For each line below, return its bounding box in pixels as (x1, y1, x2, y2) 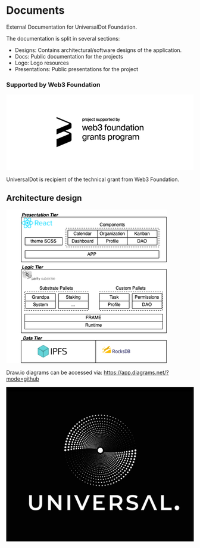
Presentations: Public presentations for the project (14, 65, 139, 72)
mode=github (6, 375, 40, 382)
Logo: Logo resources (14, 59, 70, 66)
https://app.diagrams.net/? (104, 369, 170, 376)
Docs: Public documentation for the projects (14, 53, 123, 60)
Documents (6, 4, 65, 17)
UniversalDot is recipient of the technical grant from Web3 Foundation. (6, 176, 180, 183)
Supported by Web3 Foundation (6, 80, 101, 88)
